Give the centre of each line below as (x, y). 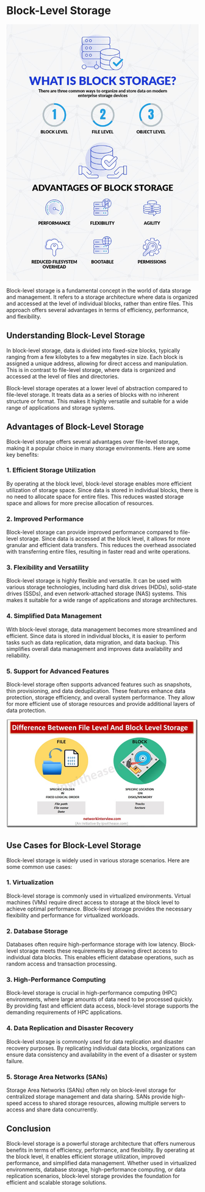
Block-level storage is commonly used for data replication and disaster (95, 1041)
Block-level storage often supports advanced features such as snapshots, (99, 685)
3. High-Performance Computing (56, 979)
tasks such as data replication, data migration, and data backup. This (93, 642)
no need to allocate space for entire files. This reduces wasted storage (95, 496)
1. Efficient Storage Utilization (51, 470)
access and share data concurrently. (52, 1110)
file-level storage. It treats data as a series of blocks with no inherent (93, 394)
